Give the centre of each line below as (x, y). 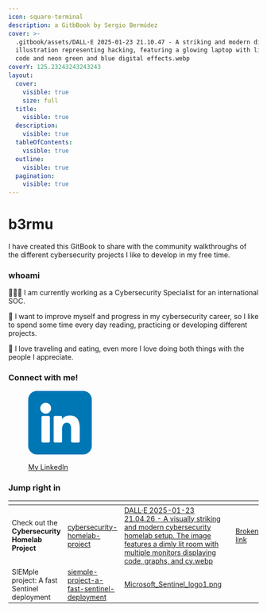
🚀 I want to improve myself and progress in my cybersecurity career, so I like (133, 317)
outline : (30, 159)
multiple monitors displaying (170, 552)
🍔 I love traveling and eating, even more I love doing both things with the (126, 348)
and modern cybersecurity (168, 527)
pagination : (35, 176)
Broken (247, 531)
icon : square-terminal (46, 17)
